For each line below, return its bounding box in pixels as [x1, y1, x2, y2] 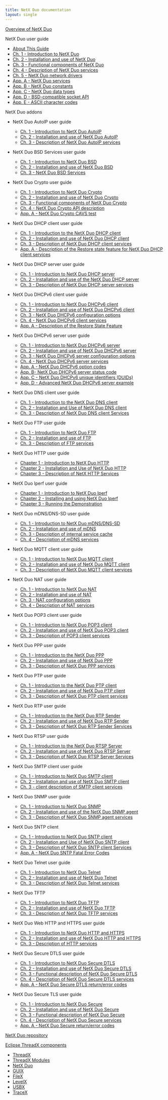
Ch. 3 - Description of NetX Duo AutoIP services [20, 139, 121, 145]
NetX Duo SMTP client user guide [12, 763, 83, 769]
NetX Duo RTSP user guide [12, 733, 69, 739]
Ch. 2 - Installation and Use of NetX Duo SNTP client [20, 839, 130, 845]
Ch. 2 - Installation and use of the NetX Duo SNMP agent [20, 808, 138, 815]
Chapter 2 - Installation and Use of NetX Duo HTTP [20, 465, 127, 471]
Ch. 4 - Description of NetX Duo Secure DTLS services [20, 976, 134, 982]
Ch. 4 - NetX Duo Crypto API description [20, 205, 105, 211]
